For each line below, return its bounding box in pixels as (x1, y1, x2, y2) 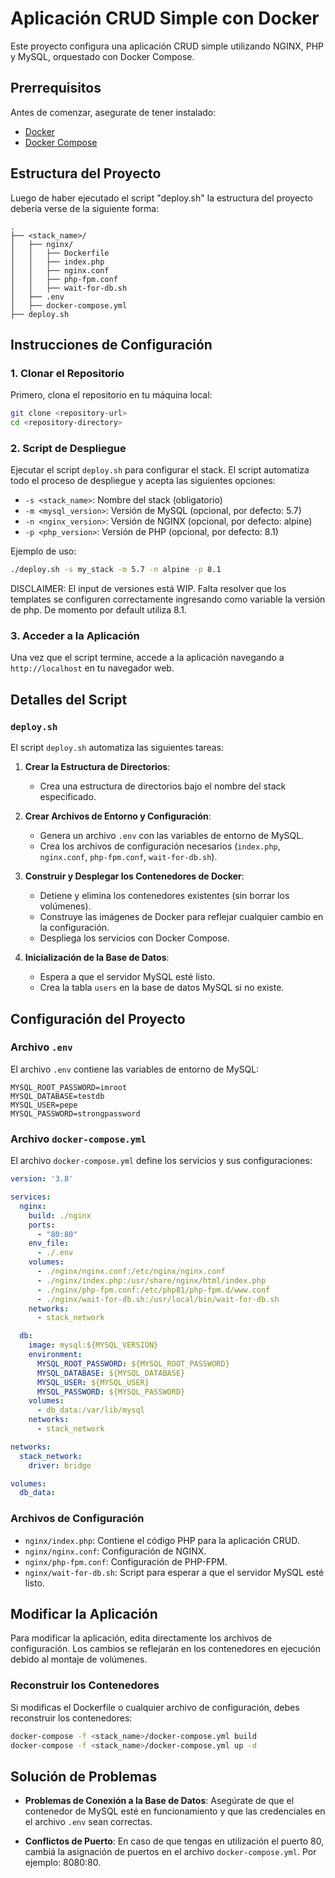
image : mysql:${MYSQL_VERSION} (28, 1340, 159, 1351)
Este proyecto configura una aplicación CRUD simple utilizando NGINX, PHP (10, 40, 325, 52)
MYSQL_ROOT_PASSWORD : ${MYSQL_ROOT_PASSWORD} (36, 1358, 230, 1369)
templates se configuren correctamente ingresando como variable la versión (10, 593, 326, 606)
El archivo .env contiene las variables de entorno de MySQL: (10, 1063, 260, 1075)
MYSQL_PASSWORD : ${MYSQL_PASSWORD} (36, 1387, 186, 1397)
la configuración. (39, 922, 110, 934)
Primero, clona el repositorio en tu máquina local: (10, 389, 213, 401)
